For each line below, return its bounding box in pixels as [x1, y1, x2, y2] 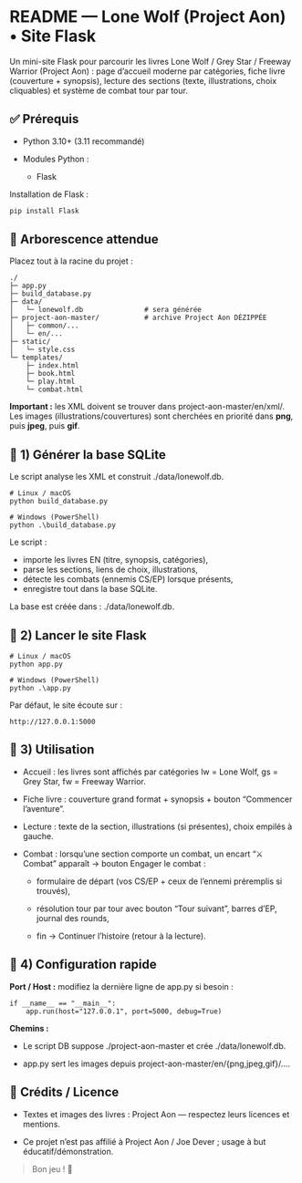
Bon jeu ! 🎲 [31, 1163, 73, 1174]
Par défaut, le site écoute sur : [9, 700, 123, 711]
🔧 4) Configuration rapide [9, 957, 157, 972]
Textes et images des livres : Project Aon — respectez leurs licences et [22, 1108, 290, 1119]
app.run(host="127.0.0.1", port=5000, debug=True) [26, 1006, 223, 1016]
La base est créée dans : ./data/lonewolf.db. [9, 601, 175, 612]
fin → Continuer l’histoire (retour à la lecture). [36, 930, 207, 941]
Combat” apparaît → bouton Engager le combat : [22, 857, 206, 868]
